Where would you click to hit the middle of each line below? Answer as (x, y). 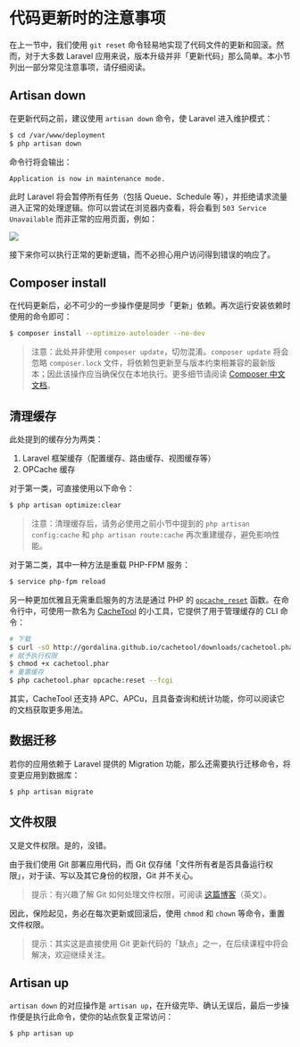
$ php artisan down (46, 144)
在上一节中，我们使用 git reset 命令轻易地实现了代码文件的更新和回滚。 (143, 45)
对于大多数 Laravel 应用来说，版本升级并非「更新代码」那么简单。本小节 (158, 55)
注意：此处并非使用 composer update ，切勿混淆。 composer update (151, 352)
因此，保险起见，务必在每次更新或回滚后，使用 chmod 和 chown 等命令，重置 (147, 913)
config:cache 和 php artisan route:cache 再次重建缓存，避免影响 (151, 534)
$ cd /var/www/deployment (57, 135)
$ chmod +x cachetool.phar (59, 664)
